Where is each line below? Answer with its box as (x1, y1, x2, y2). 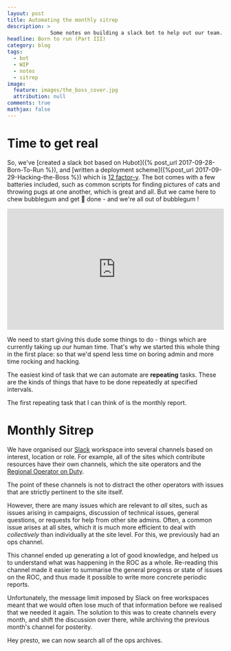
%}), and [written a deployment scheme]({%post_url (45, 166, 194, 174)
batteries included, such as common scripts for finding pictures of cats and (7, 180, 221, 188)
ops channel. (7, 538, 44, 546)
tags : (7, 49, 23, 56)
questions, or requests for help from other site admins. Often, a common (7, 516, 212, 524)
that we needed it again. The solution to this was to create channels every (7, 608, 217, 616)
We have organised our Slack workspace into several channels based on (7, 445, 213, 454)
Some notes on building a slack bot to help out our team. (50, 29, 223, 36)
